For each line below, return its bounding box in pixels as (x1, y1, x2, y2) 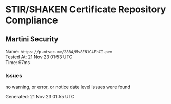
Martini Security (5, 35, 59, 44)
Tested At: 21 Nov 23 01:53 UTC (5, 54, 73, 60)
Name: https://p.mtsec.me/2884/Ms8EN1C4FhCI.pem (5, 49, 113, 54)
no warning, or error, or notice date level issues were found (5, 84, 131, 90)
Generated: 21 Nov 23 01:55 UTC (5, 94, 75, 100)
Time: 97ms (5, 59, 30, 65)
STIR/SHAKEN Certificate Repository (5, 4, 166, 15)
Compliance (5, 14, 58, 26)
